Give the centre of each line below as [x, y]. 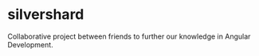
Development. [30, 44]
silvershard [46, 15]
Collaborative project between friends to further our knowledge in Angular [129, 36]
